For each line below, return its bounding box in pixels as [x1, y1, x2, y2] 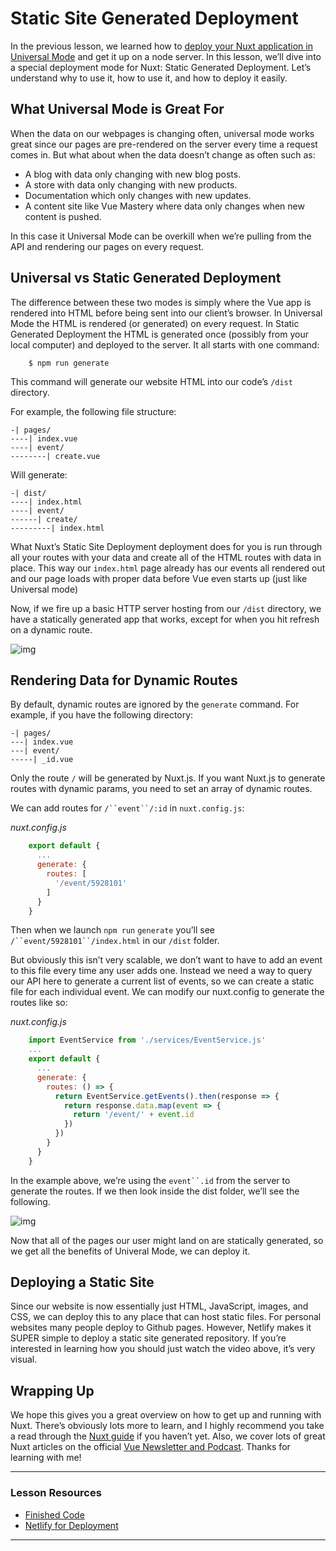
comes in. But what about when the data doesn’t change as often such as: [10, 148, 316, 161]
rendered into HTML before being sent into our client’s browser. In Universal [10, 307, 323, 319]
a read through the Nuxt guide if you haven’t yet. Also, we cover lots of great [10, 1430, 326, 1442]
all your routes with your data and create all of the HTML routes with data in [10, 551, 322, 563]
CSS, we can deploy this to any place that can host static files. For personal [10, 1311, 322, 1323]
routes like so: [10, 997, 68, 1009]
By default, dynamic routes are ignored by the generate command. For [10, 698, 300, 711]
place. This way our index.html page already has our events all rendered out [10, 562, 326, 574]
